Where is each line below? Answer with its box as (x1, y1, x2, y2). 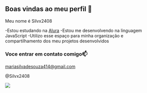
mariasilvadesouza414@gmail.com (5, 63, 76, 69)
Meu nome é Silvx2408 (5, 18, 53, 24)
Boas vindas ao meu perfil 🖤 (5, 5, 92, 13)
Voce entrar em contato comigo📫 (5, 50, 88, 57)
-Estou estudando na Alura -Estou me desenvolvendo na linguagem (5, 28, 143, 33)
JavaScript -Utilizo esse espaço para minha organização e (5, 32, 124, 38)
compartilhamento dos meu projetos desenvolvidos (5, 38, 109, 44)
